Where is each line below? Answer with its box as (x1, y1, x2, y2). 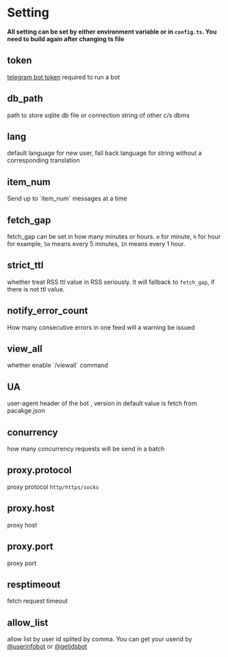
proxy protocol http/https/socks (7, 482, 99, 491)
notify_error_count (7, 305, 88, 317)
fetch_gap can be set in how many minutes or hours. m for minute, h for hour (7, 232, 221, 241)
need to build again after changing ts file (7, 34, 125, 43)
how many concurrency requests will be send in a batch (7, 444, 165, 453)
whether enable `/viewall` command (7, 361, 108, 370)
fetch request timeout (7, 597, 68, 605)
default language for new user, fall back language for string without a (7, 149, 202, 157)
